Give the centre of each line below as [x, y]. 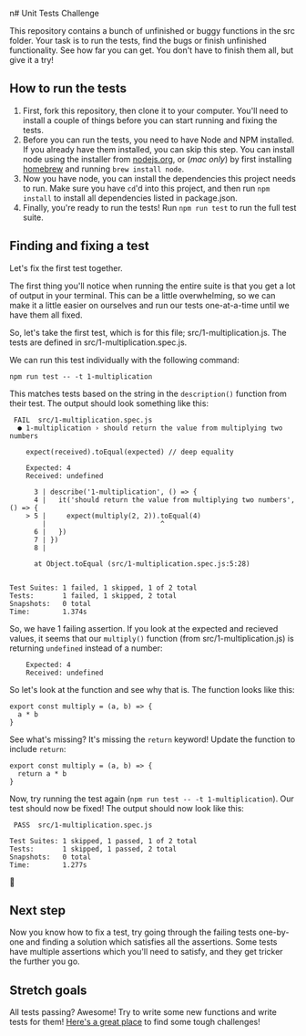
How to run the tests [68, 89]
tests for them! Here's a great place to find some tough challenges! [135, 1022]
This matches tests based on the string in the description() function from [148, 393]
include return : [38, 748]
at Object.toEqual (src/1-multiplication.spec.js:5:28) [142, 564]
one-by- [274, 932]
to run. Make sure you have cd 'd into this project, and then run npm [146, 188]
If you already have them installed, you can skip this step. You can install [158, 149]
